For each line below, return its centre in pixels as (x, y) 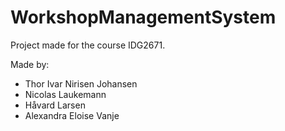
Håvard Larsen (55, 105)
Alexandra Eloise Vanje (72, 115)
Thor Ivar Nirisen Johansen (81, 83)
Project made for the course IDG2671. (88, 45)
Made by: (30, 64)
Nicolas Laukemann (65, 94)
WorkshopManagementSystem (143, 17)
